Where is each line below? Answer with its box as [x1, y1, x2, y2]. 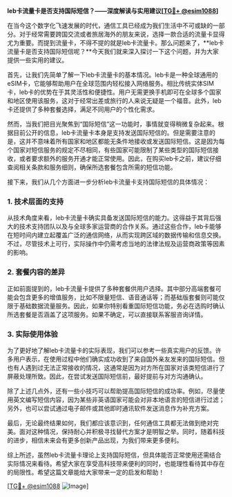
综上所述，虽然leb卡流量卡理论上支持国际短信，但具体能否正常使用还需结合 [7, 451, 222, 459]
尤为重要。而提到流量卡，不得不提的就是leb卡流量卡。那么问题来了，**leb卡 [7, 39, 224, 47]
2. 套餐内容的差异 [7, 268, 66, 277]
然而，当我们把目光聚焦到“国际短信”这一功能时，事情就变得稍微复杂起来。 [7, 120, 219, 128]
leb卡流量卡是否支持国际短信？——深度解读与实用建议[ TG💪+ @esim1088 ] [7, 7, 219, 15]
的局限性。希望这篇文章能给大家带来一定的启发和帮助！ [7, 468, 164, 476]
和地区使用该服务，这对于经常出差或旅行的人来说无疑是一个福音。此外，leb [7, 97, 222, 104]
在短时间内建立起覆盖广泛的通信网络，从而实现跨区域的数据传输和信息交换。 [7, 231, 225, 239]
